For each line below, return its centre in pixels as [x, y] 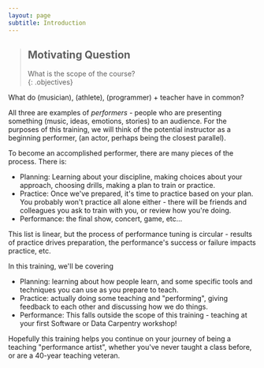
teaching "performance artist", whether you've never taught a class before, [130, 347]
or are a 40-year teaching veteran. [64, 355]
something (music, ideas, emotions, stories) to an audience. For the [117, 121]
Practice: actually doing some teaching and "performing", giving [124, 299]
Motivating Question [79, 55]
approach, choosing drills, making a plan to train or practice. [117, 186]
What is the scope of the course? [81, 74]
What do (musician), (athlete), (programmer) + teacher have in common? [126, 98]
